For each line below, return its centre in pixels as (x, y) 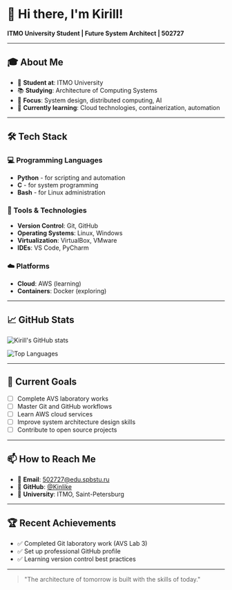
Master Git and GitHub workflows (65, 406)
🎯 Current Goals (42, 382)
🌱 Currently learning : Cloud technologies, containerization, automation (118, 107)
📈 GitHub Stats (41, 320)
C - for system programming (58, 185)
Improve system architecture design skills (76, 422)
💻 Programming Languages (55, 160)
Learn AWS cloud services (55, 414)
